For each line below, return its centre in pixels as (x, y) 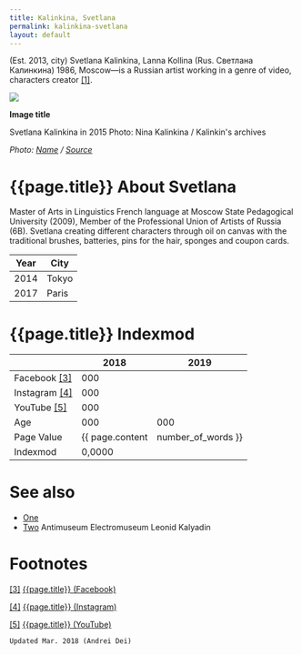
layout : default (40, 35)
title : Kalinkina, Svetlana (63, 18)
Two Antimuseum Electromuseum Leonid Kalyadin (116, 528)
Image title (30, 115)
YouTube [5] (40, 408)
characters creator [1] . (51, 80)
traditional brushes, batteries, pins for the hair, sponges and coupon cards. (149, 241)
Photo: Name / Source (51, 150)
